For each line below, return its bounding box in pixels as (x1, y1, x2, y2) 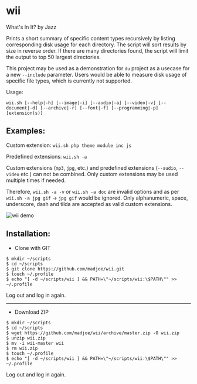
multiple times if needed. (6, 177, 66, 184)
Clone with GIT (14, 244, 51, 251)
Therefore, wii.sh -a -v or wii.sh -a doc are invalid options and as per (6, 188, 179, 195)
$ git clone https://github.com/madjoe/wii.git (6, 266, 125, 272)
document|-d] (6, 105, 38, 111)
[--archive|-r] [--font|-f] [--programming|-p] (40, 105, 159, 111)
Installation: (6, 229, 51, 239)
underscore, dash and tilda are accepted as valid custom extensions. (6, 200, 172, 207)
